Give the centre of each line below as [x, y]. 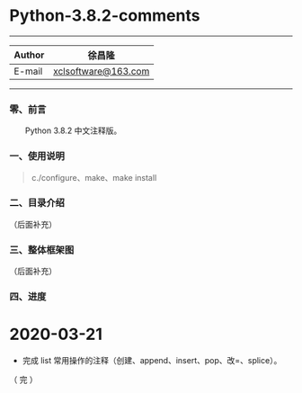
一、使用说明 [37, 156]
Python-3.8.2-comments [105, 16]
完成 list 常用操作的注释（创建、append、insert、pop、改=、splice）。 [152, 360]
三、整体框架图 [42, 250]
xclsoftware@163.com [102, 71]
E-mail [28, 71]
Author [29, 55]
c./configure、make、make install [94, 177]
